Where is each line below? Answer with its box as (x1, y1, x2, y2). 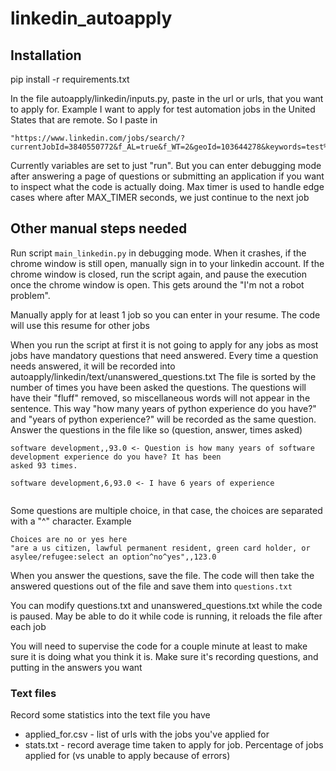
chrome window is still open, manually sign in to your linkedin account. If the (10, 257, 325, 269)
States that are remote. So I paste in (10, 114, 158, 126)
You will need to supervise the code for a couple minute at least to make (10, 640, 308, 652)
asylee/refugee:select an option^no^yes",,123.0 (10, 552, 217, 562)
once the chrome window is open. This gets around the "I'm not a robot (10, 278, 305, 291)
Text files (10, 686, 57, 700)
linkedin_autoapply (10, 7, 173, 30)
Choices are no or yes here (10, 534, 128, 544)
